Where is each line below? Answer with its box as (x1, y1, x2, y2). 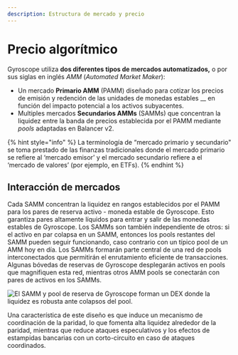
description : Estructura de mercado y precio (7, 10, 144, 18)
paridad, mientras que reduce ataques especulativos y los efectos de (7, 326, 210, 335)
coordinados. (7, 341, 46, 350)
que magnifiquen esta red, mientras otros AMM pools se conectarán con (7, 268, 220, 277)
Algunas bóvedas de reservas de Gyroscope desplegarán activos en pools (7, 261, 226, 269)
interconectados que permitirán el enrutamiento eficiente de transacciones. (7, 253, 229, 262)
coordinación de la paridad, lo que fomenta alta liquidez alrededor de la (7, 319, 217, 327)
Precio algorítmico (7, 41, 119, 57)
